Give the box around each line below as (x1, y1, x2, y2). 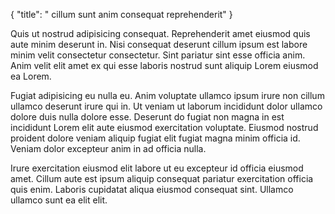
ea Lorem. (10, 70, 52, 82)
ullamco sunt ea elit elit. (10, 194, 108, 206)
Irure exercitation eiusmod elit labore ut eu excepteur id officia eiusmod (10, 162, 304, 174)
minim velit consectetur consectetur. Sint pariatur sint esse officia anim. (10, 49, 306, 61)
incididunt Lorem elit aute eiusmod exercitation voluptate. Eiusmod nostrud (10, 122, 319, 133)
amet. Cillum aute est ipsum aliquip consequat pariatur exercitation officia (10, 173, 314, 184)
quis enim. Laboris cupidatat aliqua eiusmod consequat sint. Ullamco (10, 184, 294, 195)
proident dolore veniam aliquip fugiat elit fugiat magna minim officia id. (10, 132, 301, 144)
